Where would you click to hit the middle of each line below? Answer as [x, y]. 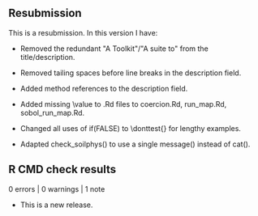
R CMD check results [62, 169]
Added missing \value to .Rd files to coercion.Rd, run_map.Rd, [123, 104]
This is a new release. [56, 205]
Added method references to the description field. [104, 88]
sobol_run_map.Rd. [52, 112]
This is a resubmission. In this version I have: [83, 32]
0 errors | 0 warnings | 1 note [57, 188]
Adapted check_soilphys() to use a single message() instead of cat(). [135, 144]
